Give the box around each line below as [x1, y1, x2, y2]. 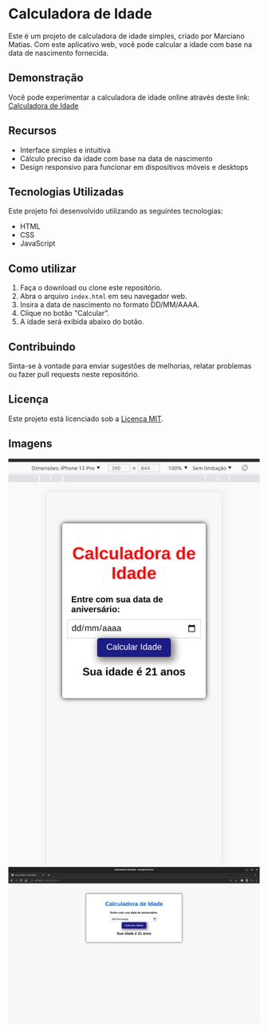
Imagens [8, 437, 53, 451]
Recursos [8, 124, 57, 138]
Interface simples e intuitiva [19, 145, 111, 155]
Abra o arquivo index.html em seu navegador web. [19, 292, 187, 301]
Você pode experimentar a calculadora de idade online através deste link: [8, 92, 250, 102]
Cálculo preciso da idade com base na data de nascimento [19, 153, 213, 163]
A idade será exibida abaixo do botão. [19, 317, 145, 327]
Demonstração [8, 71, 84, 85]
